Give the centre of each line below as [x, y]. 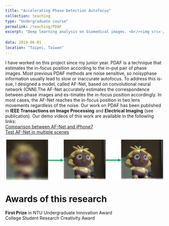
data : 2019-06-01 [23, 43]
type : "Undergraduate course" [37, 21]
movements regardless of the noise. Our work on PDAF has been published [83, 105]
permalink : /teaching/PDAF [33, 27]
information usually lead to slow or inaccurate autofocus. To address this [80, 78]
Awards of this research [56, 199]
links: [11, 121]
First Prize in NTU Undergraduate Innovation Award [59, 213]
